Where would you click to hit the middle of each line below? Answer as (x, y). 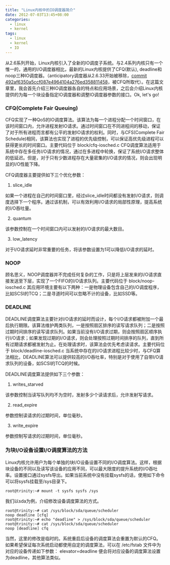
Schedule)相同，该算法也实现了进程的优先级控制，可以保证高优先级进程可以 (84, 139)
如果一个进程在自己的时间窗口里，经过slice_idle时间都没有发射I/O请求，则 (82, 195)
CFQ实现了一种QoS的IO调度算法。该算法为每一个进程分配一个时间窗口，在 (83, 119)
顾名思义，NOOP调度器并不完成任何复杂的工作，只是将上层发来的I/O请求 (81, 275)
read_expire (25, 405)
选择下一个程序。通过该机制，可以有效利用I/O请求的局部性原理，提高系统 (86, 202)
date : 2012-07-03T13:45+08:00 (37, 15)
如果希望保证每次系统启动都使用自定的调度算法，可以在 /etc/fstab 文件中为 (83, 545)
